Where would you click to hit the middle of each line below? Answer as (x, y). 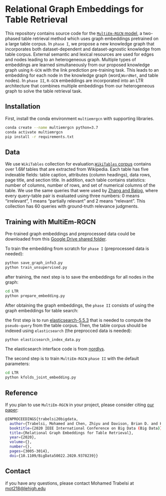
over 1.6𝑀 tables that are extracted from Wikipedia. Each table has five (77, 169)
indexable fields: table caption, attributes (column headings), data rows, (78, 175)
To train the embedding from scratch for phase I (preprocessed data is (77, 248)
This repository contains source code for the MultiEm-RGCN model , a (74, 33)
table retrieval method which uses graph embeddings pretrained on (90, 39)
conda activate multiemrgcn (34, 132)
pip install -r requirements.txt (40, 137)
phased (13, 39)
